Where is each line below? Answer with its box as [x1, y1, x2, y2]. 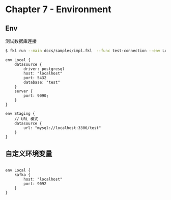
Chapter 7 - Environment [5, 4, 111, 15]
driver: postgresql [23, 66, 65, 71]
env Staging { [5, 111, 36, 116]
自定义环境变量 [5, 149, 52, 158]
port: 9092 [23, 181, 47, 186]
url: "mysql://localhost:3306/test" [23, 125, 101, 131]
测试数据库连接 [5, 38, 37, 44]
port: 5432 [23, 75, 47, 80]
